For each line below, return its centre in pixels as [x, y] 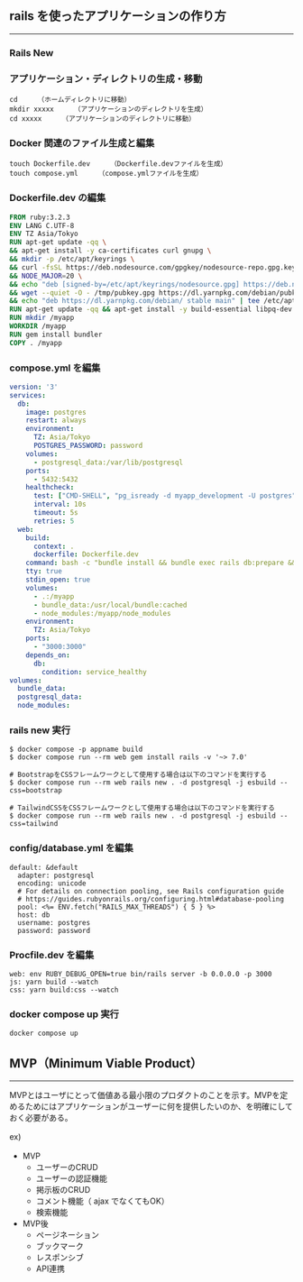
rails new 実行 [40, 730]
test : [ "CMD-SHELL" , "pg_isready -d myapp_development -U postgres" [165, 496]
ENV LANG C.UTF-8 [42, 225]
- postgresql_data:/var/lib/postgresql [108, 462]
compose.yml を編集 [55, 368]
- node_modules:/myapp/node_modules [102, 613]
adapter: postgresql [56, 875]
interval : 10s [60, 504]
